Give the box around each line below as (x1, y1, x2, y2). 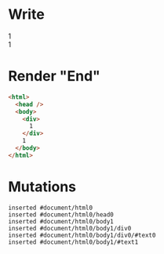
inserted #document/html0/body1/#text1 (8, 238, 139, 246)
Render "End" (8, 67, 100, 85)
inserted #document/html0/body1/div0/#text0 (8, 231, 156, 239)
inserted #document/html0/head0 (8, 210, 114, 219)
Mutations (8, 178, 77, 195)
